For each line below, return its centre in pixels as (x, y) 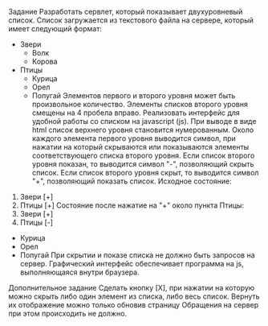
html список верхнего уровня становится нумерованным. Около (143, 130)
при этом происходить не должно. (67, 314)
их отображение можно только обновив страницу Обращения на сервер (134, 305)
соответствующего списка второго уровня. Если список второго (143, 155)
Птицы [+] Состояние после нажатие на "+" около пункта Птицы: (132, 205)
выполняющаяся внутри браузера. (80, 272)
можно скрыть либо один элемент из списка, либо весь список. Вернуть (134, 296)
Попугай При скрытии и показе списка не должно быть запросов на (137, 255)
